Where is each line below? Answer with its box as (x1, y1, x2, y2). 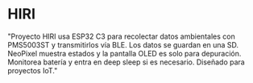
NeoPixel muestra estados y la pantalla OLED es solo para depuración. (7, 48, 242, 58)
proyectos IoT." (7, 65, 58, 75)
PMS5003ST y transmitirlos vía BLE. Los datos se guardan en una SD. (7, 39, 239, 49)
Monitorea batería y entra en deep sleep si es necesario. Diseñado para (7, 57, 245, 67)
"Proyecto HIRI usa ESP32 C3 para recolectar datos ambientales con (7, 31, 235, 41)
